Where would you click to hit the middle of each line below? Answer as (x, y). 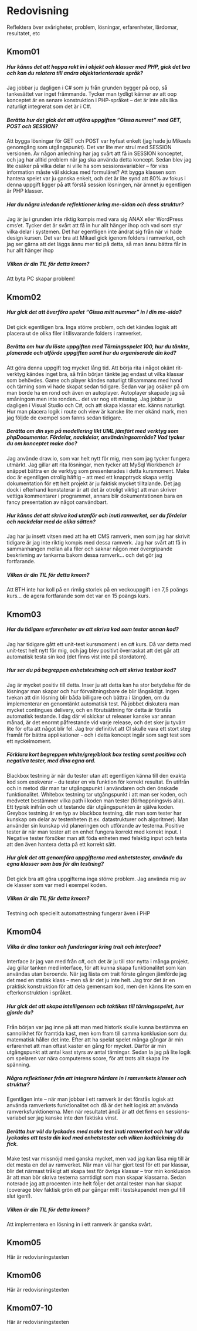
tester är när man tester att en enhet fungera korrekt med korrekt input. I (94, 832)
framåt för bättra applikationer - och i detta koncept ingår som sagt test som (99, 735)
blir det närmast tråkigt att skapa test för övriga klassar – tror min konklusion (99, 1171)
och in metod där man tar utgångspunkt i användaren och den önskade (92, 788)
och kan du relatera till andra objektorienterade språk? (75, 73)
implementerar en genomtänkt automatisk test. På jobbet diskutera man (93, 704)
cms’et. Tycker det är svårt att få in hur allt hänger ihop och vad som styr (94, 226)
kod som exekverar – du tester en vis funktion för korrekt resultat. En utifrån (98, 782)
